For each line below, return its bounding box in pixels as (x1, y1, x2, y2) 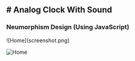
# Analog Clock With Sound (6, 5, 113, 15)
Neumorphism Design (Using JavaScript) (6, 23, 130, 31)
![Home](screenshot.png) (6, 36, 70, 44)
